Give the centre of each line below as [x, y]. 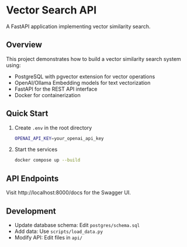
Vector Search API [51, 10]
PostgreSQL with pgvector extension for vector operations [85, 76]
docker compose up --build [47, 160]
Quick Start [27, 114]
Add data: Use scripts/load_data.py [59, 231]
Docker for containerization [47, 95]
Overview [24, 45]
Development [31, 211]
